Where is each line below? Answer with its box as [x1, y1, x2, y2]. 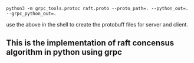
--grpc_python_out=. [6, 11, 57, 16]
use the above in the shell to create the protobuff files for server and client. [6, 21, 189, 28]
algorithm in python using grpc [6, 47, 123, 57]
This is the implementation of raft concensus [6, 38, 175, 48]
